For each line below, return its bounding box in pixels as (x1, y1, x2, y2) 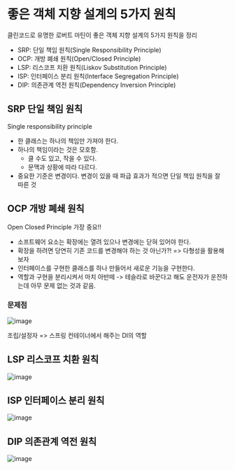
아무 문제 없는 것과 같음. (30, 281, 97, 290)
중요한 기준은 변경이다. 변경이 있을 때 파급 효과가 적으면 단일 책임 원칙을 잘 (17, 171, 221, 180)
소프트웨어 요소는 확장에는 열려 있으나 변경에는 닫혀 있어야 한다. (17, 237, 191, 245)
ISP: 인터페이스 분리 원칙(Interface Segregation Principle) (17, 71, 179, 80)
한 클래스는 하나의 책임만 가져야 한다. (17, 136, 119, 145)
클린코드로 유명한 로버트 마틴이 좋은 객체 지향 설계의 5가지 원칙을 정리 (7, 31, 198, 39)
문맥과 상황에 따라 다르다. (27, 162, 98, 171)
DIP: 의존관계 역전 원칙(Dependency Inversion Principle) (17, 80, 176, 89)
